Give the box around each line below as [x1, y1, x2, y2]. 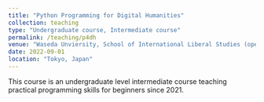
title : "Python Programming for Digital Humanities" [8, 11, 185, 20]
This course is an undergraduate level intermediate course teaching [8, 76, 228, 86]
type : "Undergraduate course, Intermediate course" [8, 26, 181, 34]
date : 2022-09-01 [8, 48, 65, 56]
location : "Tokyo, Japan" [8, 56, 93, 64]
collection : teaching [8, 19, 79, 27]
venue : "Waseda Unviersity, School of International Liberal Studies [8, 41, 241, 49]
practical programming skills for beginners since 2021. [8, 85, 185, 94]
